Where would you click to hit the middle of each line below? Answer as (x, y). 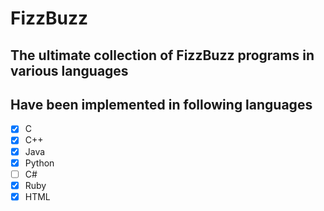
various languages (69, 70)
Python (39, 163)
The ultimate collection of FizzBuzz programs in (162, 55)
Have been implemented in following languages (161, 104)
